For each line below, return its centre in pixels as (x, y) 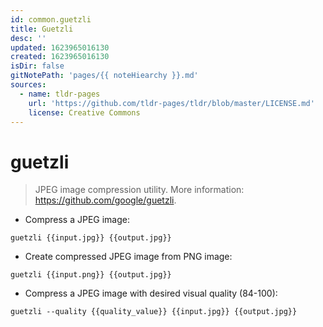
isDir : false (37, 66)
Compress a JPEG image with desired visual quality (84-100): (151, 293)
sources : (28, 85)
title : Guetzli (42, 29)
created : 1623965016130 (60, 57)
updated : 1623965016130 (60, 47)
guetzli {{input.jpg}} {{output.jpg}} (91, 238)
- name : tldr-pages (60, 94)
